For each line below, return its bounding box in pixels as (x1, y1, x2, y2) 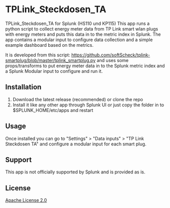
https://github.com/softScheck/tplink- (71, 52, 151, 58)
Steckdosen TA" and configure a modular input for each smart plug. (5, 141, 147, 147)
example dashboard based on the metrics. (5, 42, 94, 48)
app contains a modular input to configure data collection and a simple (5, 37, 153, 43)
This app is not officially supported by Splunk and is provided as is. (5, 169, 146, 175)
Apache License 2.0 (5, 197, 47, 203)
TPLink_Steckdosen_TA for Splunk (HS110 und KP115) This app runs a (5, 20, 150, 26)
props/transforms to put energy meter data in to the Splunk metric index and (5, 63, 165, 69)
